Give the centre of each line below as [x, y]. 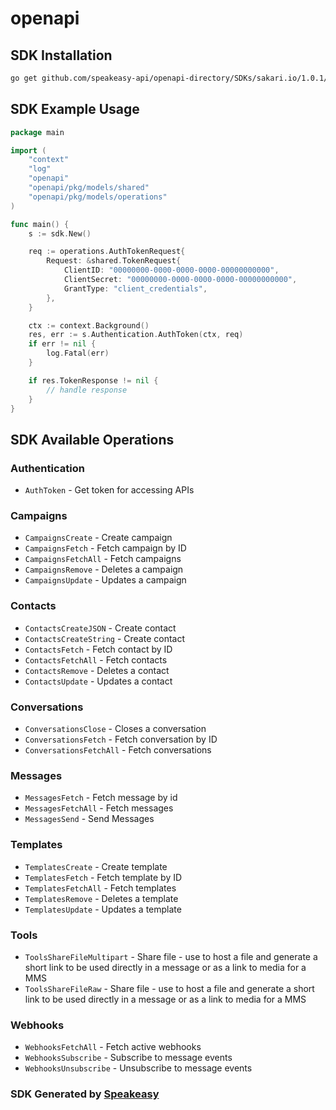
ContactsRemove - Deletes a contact [97, 670]
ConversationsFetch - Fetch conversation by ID [121, 739]
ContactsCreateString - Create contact [105, 638]
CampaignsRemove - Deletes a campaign [104, 569]
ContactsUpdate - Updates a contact [98, 681]
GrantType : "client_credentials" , [135, 288]
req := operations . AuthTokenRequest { [107, 252]
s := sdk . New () [60, 233]
